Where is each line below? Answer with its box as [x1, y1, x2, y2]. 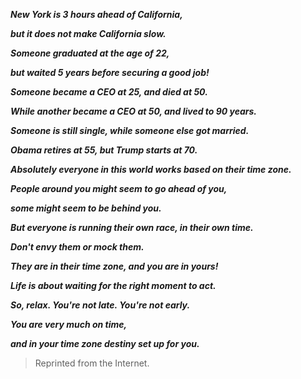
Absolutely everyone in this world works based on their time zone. [10, 164, 292, 175]
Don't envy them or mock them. [10, 241, 145, 253]
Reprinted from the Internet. [34, 357, 150, 369]
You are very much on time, [10, 319, 128, 330]
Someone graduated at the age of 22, [10, 47, 170, 59]
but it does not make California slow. [10, 28, 167, 39]
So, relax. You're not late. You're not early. [10, 299, 191, 311]
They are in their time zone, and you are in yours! [10, 260, 219, 272]
